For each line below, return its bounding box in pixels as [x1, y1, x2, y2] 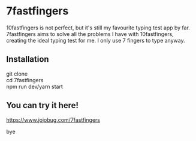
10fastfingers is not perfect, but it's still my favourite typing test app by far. [6, 24, 191, 31]
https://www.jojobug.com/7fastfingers [6, 116, 101, 124]
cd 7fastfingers [6, 76, 44, 83]
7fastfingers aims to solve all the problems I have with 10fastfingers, [6, 30, 174, 37]
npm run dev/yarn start [6, 83, 63, 90]
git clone [6, 70, 28, 77]
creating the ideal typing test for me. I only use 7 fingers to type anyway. [6, 37, 185, 44]
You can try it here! [6, 100, 79, 110]
